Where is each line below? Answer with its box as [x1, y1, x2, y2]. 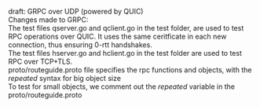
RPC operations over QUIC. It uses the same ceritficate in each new [8, 31, 227, 41]
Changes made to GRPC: [8, 15, 89, 24]
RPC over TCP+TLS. [8, 57, 73, 66]
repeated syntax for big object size [8, 74, 122, 83]
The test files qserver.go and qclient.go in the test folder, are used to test [8, 24, 244, 32]
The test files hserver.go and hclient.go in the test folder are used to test [8, 49, 242, 57]
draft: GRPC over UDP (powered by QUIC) [8, 7, 144, 16]
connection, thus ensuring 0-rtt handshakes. [8, 40, 153, 50]
